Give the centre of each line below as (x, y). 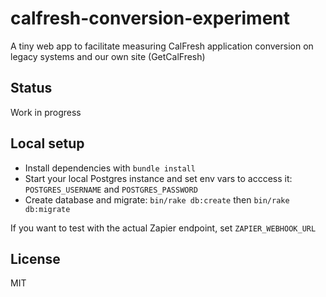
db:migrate (47, 209)
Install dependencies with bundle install (110, 168)
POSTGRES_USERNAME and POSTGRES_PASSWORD (111, 189)
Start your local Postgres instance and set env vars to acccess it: (158, 178)
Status (31, 88)
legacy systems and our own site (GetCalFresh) (108, 56)
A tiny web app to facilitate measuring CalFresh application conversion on (162, 46)
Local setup (47, 143)
